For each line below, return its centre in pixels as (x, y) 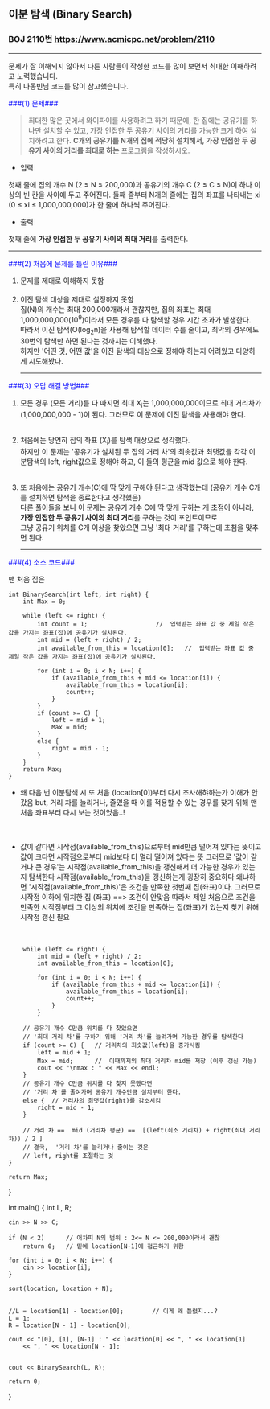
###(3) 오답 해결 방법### (49, 386)
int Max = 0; (45, 602)
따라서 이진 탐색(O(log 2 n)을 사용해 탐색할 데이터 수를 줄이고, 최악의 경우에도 (139, 331)
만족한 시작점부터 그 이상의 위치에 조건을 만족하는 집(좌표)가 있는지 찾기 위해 (139, 906)
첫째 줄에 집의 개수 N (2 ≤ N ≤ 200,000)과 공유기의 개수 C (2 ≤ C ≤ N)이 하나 (131, 184)
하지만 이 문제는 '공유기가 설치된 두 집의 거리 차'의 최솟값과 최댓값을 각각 (133, 451)
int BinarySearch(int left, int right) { (79, 594)
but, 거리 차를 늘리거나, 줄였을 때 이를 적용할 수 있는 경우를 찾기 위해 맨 (146, 802)
